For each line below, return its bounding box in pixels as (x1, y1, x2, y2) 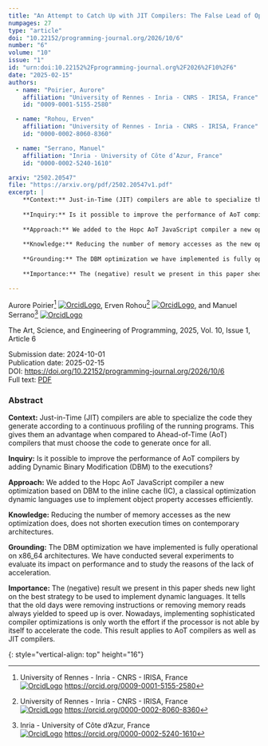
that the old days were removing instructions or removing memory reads (8, 600, 246, 610)
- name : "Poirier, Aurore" (15, 85, 105, 94)
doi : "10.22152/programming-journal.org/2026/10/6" (8, 34, 183, 42)
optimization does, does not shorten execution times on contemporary (8, 519, 239, 528)
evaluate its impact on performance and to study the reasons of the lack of (8, 559, 254, 569)
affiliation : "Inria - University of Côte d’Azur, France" (22, 152, 223, 160)
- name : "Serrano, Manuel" (15, 144, 105, 152)
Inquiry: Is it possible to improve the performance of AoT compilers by (8, 454, 240, 464)
